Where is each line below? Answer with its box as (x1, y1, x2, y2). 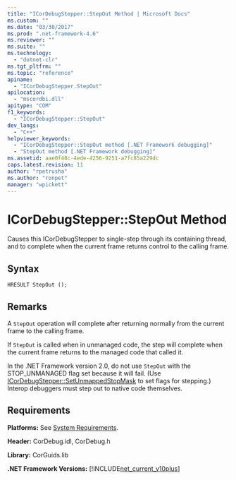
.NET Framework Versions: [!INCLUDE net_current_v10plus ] (7, 464, 180, 473)
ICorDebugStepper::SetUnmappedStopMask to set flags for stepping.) (7, 376, 211, 385)
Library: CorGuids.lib (7, 450, 69, 459)
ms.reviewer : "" (7, 37, 55, 44)
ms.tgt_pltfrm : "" (7, 63, 61, 70)
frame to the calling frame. (7, 326, 85, 335)
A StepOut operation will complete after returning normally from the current (7, 319, 225, 328)
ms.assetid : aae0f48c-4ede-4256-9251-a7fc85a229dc (7, 155, 159, 162)
